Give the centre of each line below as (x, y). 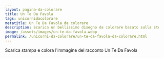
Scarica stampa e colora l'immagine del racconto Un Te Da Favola (71, 50)
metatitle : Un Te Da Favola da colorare (47, 23)
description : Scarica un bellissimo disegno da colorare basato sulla (78, 28)
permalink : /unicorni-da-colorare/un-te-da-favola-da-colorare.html (76, 37)
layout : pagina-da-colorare (34, 9)
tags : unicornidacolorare (31, 18)
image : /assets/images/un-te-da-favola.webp (51, 32)
